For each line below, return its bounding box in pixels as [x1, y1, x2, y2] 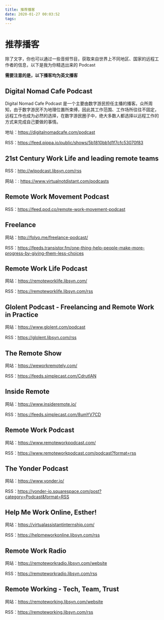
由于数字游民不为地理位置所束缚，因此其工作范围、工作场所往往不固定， [13, 107, 159, 113]
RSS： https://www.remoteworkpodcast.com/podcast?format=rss [5, 450, 137, 456]
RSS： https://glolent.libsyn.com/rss [5, 335, 77, 341]
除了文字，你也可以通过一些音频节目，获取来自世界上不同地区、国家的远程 [5, 56, 155, 62]
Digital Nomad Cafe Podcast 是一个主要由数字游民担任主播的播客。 [5, 101, 140, 107]
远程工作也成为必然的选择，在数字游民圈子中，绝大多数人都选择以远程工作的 [5, 113, 159, 119]
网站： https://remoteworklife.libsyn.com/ [5, 278, 87, 284]
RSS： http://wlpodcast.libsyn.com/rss [5, 167, 82, 174]
